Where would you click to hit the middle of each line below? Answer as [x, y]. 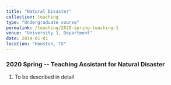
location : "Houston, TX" [36, 44]
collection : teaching [32, 17]
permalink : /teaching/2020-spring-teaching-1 [62, 28]
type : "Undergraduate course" [43, 22]
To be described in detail [44, 77]
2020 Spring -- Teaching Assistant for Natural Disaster [85, 64]
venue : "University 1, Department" [49, 33]
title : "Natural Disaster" [39, 11]
